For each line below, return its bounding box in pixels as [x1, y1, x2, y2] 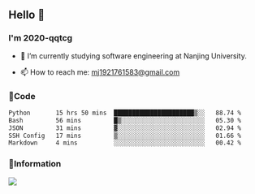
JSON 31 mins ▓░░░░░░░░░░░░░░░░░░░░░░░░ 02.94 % [8, 123, 242, 132]
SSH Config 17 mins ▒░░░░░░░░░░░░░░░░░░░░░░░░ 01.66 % [8, 131, 242, 140]
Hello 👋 [8, 8, 45, 22]
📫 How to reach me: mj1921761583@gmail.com [19, 67, 180, 77]
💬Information [8, 158, 62, 170]
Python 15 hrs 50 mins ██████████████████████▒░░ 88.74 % [8, 109, 242, 117]
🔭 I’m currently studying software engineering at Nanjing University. [19, 50, 248, 61]
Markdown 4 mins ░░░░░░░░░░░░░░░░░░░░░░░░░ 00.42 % [8, 139, 242, 147]
